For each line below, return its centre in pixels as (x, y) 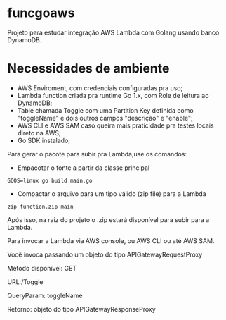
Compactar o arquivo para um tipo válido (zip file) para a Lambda (112, 193)
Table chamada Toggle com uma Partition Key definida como (106, 110)
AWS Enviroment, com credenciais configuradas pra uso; (100, 88)
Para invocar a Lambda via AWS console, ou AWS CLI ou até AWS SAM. (111, 240)
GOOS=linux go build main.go (50, 180)
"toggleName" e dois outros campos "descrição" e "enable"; (105, 118)
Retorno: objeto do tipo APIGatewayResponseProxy (81, 309)
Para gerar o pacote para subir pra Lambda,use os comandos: (97, 154)
